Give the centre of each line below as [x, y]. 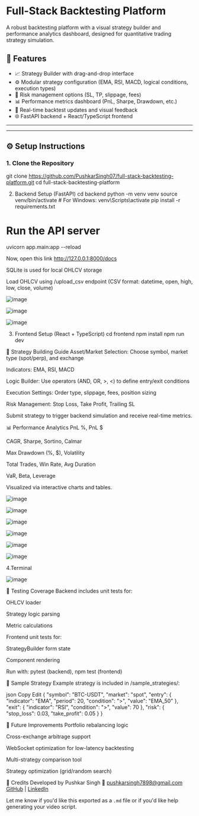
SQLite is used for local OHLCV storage [54, 270]
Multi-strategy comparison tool [44, 760]
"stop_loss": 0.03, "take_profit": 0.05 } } [54, 714]
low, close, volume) [30, 288]
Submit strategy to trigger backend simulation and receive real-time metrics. [99, 416]
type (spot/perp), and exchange [45, 358]
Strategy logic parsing [33, 614]
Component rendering [33, 660]
